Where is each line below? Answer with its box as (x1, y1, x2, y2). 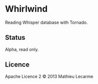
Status (5, 34, 26, 42)
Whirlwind (5, 3, 48, 15)
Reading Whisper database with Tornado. (5, 19, 88, 25)
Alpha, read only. (5, 46, 39, 52)
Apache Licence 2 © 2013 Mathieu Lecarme (5, 73, 94, 79)
